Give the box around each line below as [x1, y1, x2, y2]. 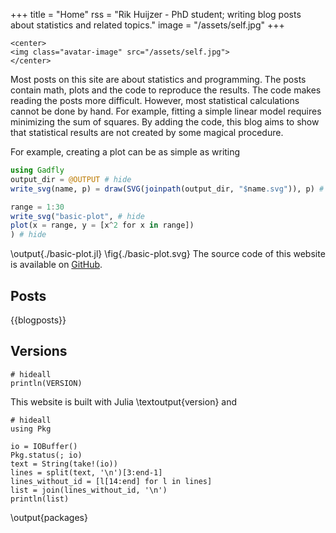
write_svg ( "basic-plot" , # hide [10, 211, 145, 221]
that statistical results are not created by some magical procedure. [10, 127, 284, 138]
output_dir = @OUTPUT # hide [10, 174, 132, 184]
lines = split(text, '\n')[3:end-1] [10, 467, 163, 478]
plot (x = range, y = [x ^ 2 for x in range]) [10, 220, 195, 231]
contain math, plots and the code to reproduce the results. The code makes [10, 84, 322, 96]
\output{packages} [10, 511, 88, 523]
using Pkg [10, 424, 52, 434]
